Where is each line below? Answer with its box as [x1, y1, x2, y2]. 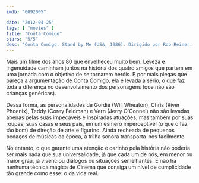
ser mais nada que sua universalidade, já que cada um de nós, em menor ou [6, 151, 193, 158]
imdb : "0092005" [6, 8, 46, 15]
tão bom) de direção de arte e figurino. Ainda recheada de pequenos [6, 126, 175, 134]
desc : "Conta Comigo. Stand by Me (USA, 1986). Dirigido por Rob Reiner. [6, 42, 193, 48]
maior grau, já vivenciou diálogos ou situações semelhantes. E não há [6, 157, 177, 164]
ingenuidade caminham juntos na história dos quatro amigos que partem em [6, 64, 193, 72]
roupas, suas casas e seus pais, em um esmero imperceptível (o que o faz [6, 120, 188, 127]
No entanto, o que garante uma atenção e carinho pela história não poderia [6, 144, 191, 151]
